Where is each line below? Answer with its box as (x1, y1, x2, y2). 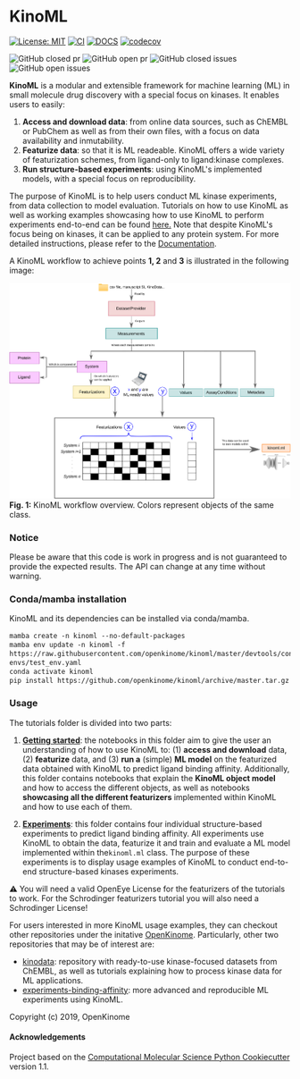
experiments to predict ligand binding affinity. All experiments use (21, 828, 264, 839)
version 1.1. (9, 1061, 49, 1072)
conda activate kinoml (9, 668, 94, 677)
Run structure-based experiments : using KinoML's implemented (21, 164, 262, 174)
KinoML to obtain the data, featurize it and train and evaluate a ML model (21, 838, 291, 848)
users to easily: (9, 98, 65, 109)
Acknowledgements (9, 1032, 87, 1042)
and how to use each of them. (21, 801, 133, 812)
